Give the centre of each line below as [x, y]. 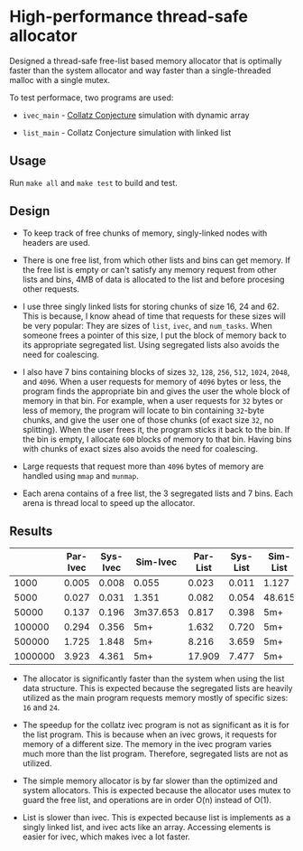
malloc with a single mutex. [60, 79]
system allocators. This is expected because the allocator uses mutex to [156, 790]
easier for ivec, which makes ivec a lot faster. [106, 837]
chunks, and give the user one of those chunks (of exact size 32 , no [148, 420]
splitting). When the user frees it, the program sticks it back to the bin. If [156, 429]
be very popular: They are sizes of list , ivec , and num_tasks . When [147, 325]
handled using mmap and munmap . [80, 475]
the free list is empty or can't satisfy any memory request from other [150, 269]
